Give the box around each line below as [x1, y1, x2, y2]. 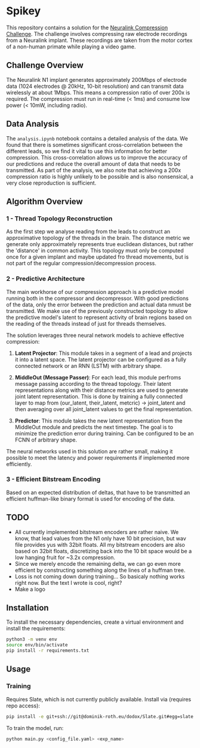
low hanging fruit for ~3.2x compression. [14, 554, 115, 561]
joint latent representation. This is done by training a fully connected [14, 393, 183, 400]
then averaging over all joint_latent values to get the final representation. [14, 405, 193, 413]
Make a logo [14, 585, 46, 593]
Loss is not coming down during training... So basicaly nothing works [14, 572, 185, 580]
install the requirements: [6, 625, 66, 632]
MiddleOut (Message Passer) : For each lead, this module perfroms [14, 373, 181, 381]
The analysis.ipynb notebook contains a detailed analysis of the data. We [6, 134, 188, 142]
